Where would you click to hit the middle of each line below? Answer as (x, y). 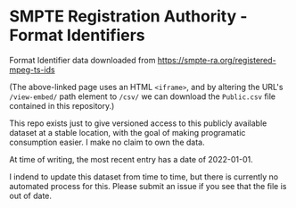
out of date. (30, 196)
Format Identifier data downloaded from (82, 60)
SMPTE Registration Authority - (128, 17)
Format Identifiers (77, 35)
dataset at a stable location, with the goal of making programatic (127, 132)
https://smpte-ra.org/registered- (217, 60)
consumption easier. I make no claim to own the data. (107, 142)
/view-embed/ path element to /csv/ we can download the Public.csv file (143, 96)
